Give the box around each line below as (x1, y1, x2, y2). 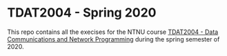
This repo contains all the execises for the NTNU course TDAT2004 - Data (7, 28, 219, 36)
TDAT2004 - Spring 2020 (7, 5, 157, 21)
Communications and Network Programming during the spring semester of (7, 35, 220, 43)
